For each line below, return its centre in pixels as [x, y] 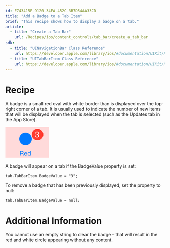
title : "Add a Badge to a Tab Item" [44, 16]
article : [14, 27]
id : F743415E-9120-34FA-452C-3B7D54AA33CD [51, 11]
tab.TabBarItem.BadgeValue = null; [43, 201]
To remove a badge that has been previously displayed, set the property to [83, 185]
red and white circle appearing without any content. [59, 240]
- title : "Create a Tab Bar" [40, 32]
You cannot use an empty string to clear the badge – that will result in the [81, 235]
